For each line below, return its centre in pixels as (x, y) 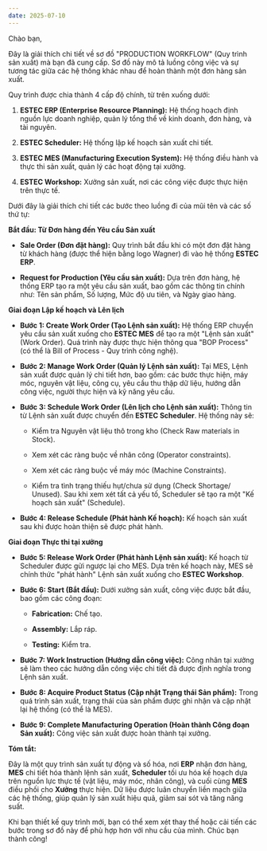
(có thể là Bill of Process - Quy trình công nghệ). (99, 351)
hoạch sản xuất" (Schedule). (78, 502)
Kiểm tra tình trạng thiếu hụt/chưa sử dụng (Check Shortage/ (131, 485)
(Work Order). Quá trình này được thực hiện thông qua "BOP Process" (134, 342)
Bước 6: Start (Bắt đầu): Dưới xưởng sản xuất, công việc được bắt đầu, (135, 590)
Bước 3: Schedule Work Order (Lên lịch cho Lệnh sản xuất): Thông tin (136, 406)
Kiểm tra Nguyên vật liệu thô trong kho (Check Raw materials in (135, 430)
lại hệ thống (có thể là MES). (66, 709)
